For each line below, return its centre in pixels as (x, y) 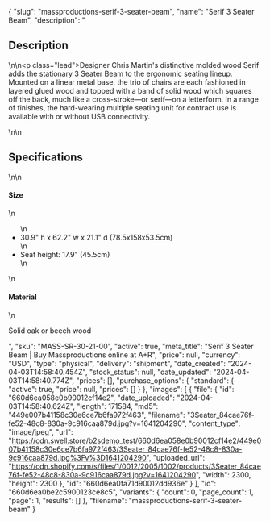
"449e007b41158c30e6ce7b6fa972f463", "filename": (97, 415)
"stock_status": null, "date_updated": (150, 372)
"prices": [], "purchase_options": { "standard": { (155, 381)
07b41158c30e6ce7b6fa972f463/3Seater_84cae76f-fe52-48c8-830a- (125, 449)
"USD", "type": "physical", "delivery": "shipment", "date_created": (117, 364)
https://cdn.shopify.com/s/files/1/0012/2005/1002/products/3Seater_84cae (137, 466)
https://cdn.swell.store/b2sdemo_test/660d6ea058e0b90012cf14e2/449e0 (137, 441)
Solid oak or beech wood (50, 331)
